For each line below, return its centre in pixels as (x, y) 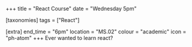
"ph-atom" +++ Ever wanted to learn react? (59, 38)
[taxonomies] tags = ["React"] (43, 20)
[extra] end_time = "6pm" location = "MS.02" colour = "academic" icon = (96, 32)
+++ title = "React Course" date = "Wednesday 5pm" (71, 9)
